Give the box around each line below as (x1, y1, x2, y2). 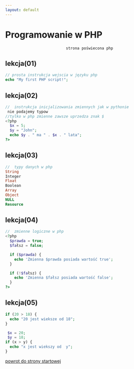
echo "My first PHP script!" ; (5, 77, 69, 82)
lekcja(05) (5, 299, 38, 307)
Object (5, 193, 19, 198)
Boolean (5, 183, 22, 189)
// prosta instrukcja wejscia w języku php (5, 72, 98, 78)
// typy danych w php (5, 164, 53, 169)
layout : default (5, 7, 39, 13)
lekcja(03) (5, 151, 38, 160)
